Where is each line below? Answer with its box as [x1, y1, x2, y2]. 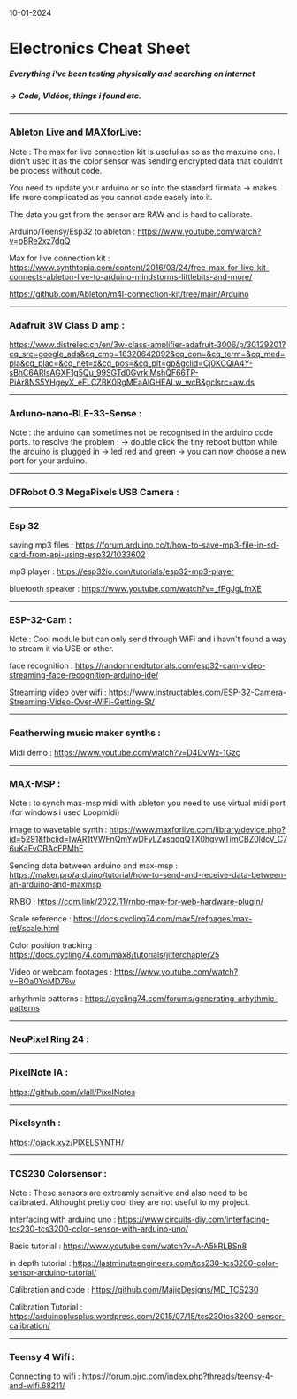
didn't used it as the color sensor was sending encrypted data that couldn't [9, 155, 283, 167]
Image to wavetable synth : [9, 824, 108, 835]
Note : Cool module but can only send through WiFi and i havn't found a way [9, 633, 287, 645]
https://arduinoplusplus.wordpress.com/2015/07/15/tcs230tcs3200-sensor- [9, 1311, 286, 1322]
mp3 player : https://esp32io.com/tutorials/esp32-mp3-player [9, 566, 234, 577]
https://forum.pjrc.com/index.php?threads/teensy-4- [82, 1371, 274, 1381]
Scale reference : [9, 913, 72, 924]
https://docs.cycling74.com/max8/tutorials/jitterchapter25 [9, 949, 220, 960]
